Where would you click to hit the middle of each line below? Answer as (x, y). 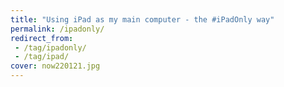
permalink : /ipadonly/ (57, 29)
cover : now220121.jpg (55, 66)
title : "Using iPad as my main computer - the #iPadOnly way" (142, 19)
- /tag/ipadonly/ (50, 47)
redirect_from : (42, 38)
